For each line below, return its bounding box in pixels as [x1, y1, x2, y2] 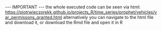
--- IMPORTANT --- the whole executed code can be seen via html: [5, 4, 141, 10]
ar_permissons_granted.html [5, 15, 62, 20]
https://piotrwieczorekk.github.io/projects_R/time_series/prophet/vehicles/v [5, 9, 157, 15]
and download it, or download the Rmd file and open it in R [5, 19, 123, 25]
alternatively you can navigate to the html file [63, 15, 154, 20]
